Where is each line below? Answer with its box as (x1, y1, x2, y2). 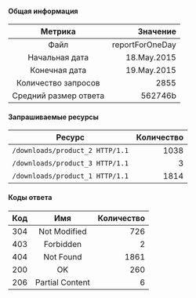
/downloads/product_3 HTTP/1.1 (12, 159, 129, 168)
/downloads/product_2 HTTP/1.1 (12, 146, 129, 155)
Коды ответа (8, 193, 53, 202)
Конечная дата (30, 65, 87, 76)
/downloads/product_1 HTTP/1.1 (12, 172, 129, 180)
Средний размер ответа (12, 90, 104, 101)
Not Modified (38, 226, 87, 237)
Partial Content (34, 277, 90, 288)
